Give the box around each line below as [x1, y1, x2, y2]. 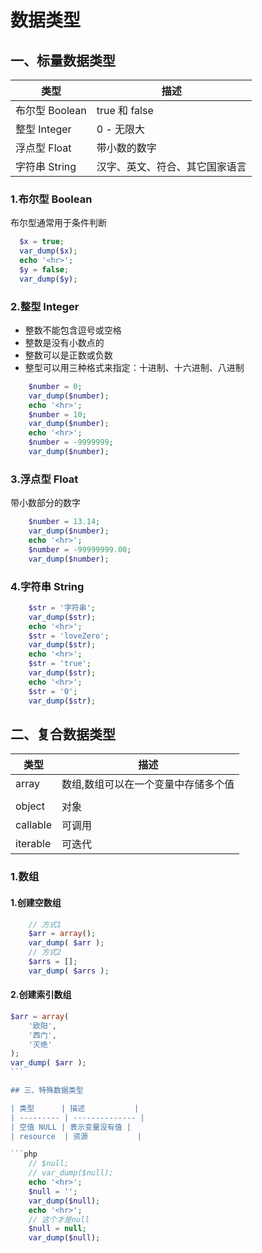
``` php [10, 1149, 38, 1160]
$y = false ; [19, 264, 70, 275]
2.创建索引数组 [10, 989, 72, 1001]
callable [15, 818, 53, 832]
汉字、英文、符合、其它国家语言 [96, 160, 247, 173]
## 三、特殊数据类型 [10, 1086, 84, 1096]
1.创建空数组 [10, 896, 62, 908]
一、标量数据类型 [10, 52, 116, 69]
